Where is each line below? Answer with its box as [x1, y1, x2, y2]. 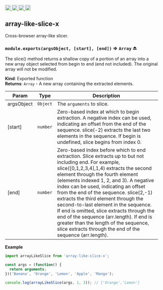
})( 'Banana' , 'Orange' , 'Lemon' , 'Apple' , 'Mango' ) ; [5, 271, 114, 276]
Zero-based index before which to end [57, 147, 146, 154]
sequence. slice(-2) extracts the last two [57, 127, 151, 134]
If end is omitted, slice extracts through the [57, 207, 155, 214]
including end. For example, [57, 159, 120, 166]
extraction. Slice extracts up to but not [57, 153, 144, 160]
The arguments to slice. [57, 101, 109, 107]
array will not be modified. [5, 66, 57, 72]
